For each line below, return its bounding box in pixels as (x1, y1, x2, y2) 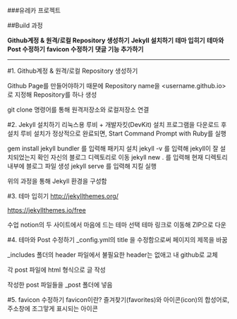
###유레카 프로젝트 (7, 6, 61, 14)
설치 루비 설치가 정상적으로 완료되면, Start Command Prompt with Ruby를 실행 (7, 129, 227, 138)
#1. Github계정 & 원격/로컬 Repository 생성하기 (7, 66, 138, 75)
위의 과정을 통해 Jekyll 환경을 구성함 (7, 177, 107, 185)
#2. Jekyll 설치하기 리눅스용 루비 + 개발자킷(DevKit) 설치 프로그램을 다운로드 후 (7, 121, 227, 128)
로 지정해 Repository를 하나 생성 (7, 90, 97, 99)
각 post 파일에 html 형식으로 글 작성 (7, 265, 106, 274)
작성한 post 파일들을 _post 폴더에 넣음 (7, 281, 113, 289)
